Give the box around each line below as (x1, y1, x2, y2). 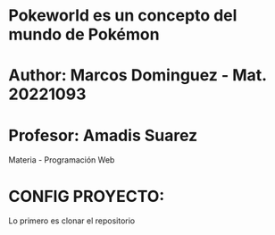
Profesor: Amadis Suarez (8, 125, 198, 146)
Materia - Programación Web (8, 155, 115, 165)
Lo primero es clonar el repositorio (8, 215, 136, 226)
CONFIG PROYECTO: (8, 186, 165, 206)
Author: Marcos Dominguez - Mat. (8, 65, 267, 86)
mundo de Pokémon (8, 24, 160, 45)
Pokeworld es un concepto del (8, 5, 237, 26)
